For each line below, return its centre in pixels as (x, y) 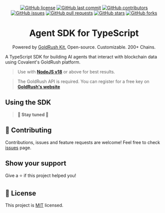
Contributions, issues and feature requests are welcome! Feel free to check (83, 142)
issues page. (18, 147)
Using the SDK (28, 102)
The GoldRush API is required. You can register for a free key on (83, 81)
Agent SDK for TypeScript (84, 33)
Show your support (36, 163)
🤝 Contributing (28, 130)
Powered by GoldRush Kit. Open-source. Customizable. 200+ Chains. (84, 47)
